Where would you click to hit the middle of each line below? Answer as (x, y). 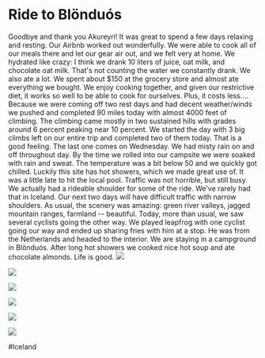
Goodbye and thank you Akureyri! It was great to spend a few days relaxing (131, 37)
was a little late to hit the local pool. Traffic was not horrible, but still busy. (128, 179)
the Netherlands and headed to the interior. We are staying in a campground (132, 239)
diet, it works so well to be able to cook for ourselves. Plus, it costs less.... (129, 95)
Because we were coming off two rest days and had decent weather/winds (131, 104)
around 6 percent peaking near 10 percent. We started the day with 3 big (127, 129)
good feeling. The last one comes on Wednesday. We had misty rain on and (131, 146)
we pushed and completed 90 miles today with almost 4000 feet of (118, 112)
